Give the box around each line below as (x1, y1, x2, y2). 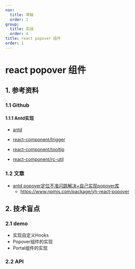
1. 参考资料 (5, 86, 39, 95)
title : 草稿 (10, 12, 34, 17)
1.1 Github (5, 102, 30, 109)
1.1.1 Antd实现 (5, 115, 34, 121)
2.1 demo (5, 220, 28, 227)
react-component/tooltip (12, 146, 65, 153)
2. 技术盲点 (5, 205, 40, 213)
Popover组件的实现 (12, 238, 53, 245)
